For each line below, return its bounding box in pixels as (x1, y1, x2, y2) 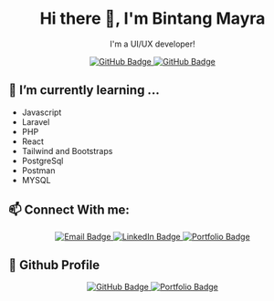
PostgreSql (21, 155, 64, 166)
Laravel (21, 116, 50, 127)
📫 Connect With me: (8, 202, 130, 218)
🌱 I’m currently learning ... (8, 82, 161, 99)
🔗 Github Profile (8, 257, 100, 273)
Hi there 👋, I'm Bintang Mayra (39, 8, 266, 29)
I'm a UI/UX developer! (110, 38, 195, 49)
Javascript (21, 107, 62, 118)
